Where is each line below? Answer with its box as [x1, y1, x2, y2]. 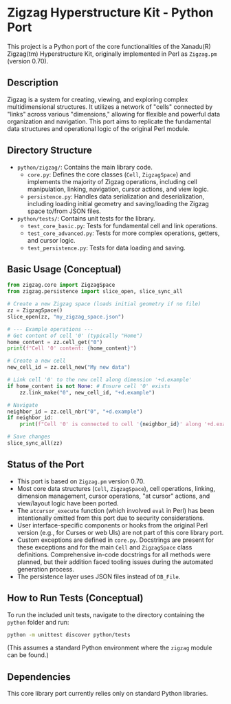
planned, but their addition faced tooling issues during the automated [16, 557, 213, 566]
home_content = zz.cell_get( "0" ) [7, 339, 103, 345]
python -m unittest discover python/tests [7, 631, 131, 638]
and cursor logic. [27, 236, 76, 244]
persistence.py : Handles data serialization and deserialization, [27, 192, 205, 201]
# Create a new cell [7, 357, 67, 365]
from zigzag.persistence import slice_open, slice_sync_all [7, 288, 184, 295]
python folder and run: [7, 618, 69, 626]
